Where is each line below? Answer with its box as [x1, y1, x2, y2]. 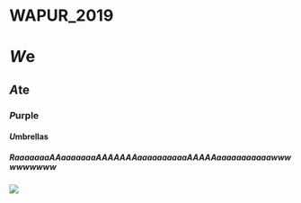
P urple [9, 109, 40, 121]
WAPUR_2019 [9, 5, 114, 26]
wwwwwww [9, 161, 57, 172]
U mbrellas [9, 131, 49, 142]
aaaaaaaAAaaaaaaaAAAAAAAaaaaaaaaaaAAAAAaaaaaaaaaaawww [14, 152, 292, 163]
